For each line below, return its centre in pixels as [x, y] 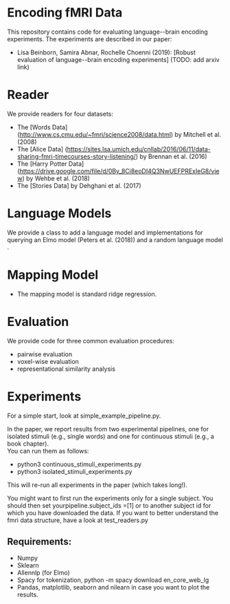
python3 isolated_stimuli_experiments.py [74, 471]
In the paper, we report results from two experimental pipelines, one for [108, 429]
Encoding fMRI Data [65, 13]
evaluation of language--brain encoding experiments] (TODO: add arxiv [118, 59]
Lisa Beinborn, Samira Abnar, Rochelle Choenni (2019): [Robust [106, 52]
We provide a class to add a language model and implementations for [105, 233]
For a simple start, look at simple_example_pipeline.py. [84, 416]
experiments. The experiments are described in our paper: [90, 39]
